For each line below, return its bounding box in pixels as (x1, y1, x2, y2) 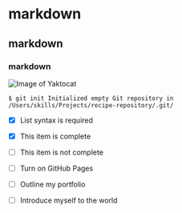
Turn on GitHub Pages (19, 163, 94, 173)
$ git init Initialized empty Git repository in (8, 94, 174, 102)
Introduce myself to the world (19, 195, 118, 205)
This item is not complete (19, 147, 104, 157)
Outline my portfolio (19, 179, 86, 189)
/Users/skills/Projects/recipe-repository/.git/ (8, 101, 174, 109)
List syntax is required (19, 115, 94, 125)
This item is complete (19, 131, 91, 141)
